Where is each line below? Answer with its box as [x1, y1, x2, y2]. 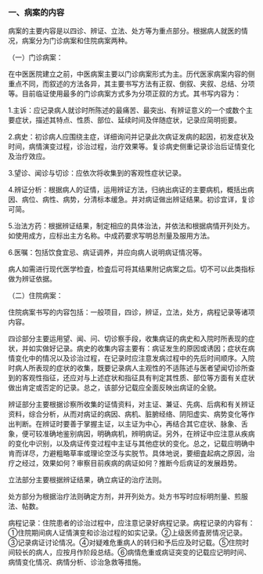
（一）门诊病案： [8, 53, 63, 62]
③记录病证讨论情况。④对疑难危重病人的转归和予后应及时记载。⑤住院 [8, 538, 243, 547]
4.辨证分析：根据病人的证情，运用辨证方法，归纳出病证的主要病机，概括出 [8, 185, 248, 194]
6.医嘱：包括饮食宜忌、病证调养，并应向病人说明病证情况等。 [8, 248, 207, 257]
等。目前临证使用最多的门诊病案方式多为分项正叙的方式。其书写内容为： [8, 89, 241, 99]
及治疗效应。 [8, 151, 49, 162]
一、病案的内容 [8, 6, 65, 17]
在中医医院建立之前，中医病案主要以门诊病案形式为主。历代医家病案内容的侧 [8, 69, 255, 79]
